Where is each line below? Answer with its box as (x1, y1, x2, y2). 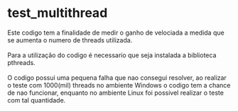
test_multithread (7, 5, 108, 21)
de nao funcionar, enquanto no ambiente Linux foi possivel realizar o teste (7, 88, 224, 97)
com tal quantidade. (7, 95, 66, 104)
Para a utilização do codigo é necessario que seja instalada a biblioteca (7, 51, 217, 59)
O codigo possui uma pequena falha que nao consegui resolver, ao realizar (7, 73, 227, 82)
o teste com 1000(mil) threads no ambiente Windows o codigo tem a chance (7, 81, 231, 89)
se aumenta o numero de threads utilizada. (7, 35, 133, 44)
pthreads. (7, 58, 36, 66)
